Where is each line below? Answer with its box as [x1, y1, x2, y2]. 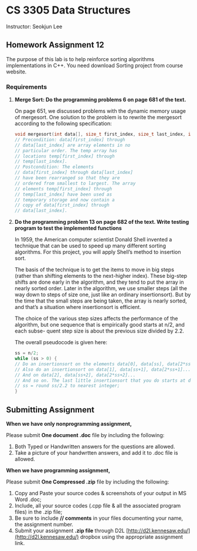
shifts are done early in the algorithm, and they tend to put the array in [14, 278, 184, 285]
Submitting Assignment [6, 405, 95, 415]
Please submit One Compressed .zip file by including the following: [6, 478, 169, 485]
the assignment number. [14, 520, 73, 528]
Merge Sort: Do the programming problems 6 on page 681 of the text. [14, 96, 186, 103]
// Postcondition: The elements [14, 164, 94, 170]
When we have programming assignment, [6, 466, 110, 473]
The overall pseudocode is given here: [14, 339, 107, 346]
